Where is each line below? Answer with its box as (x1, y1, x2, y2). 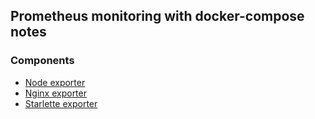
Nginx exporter (24, 87, 87, 99)
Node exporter (24, 76, 86, 88)
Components (10, 54, 75, 68)
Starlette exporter (24, 97, 98, 109)
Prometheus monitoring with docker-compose (10, 8, 305, 25)
